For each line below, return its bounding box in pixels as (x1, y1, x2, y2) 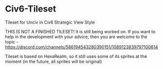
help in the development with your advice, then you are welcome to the (5, 34, 147, 40)
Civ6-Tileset (5, 3, 56, 14)
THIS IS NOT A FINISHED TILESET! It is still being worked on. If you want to (5, 28, 156, 34)
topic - (5, 39, 18, 44)
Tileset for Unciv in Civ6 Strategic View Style (5, 19, 95, 25)
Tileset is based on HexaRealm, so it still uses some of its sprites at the (5, 53, 147, 59)
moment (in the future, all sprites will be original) (5, 58, 102, 64)
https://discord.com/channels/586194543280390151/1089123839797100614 (5, 44, 158, 50)
